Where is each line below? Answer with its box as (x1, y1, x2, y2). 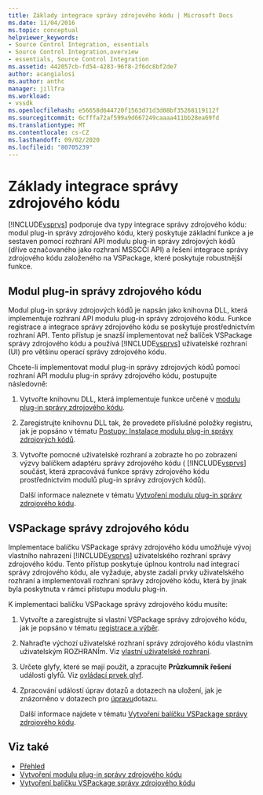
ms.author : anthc (8, 77, 65, 85)
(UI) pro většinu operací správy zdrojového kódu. (8, 347, 166, 357)
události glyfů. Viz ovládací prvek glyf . (19, 670, 144, 679)
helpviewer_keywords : (8, 33, 79, 42)
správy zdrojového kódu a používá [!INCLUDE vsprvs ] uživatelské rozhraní (8, 339, 247, 349)
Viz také (8, 741, 49, 754)
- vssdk (8, 99, 34, 107)
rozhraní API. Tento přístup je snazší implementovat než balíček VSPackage (8, 331, 253, 340)
